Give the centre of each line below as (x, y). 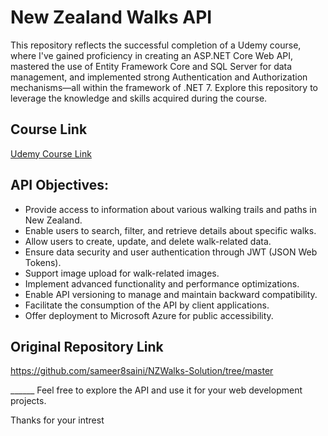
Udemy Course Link (51, 153)
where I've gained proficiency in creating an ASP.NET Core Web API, (152, 55)
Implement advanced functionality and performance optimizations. (162, 283)
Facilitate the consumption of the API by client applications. (147, 305)
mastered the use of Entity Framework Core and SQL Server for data (151, 66)
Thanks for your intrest (57, 420)
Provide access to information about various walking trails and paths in (170, 209)
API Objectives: (60, 185)
